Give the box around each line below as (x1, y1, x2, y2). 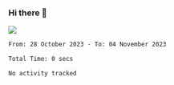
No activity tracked (8, 70, 78, 78)
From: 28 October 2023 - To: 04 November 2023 (8, 40, 167, 49)
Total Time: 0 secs (8, 55, 74, 63)
